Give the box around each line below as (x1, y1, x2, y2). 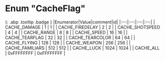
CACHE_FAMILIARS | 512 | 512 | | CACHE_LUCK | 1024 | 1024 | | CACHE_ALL (5, 45, 160, 51)
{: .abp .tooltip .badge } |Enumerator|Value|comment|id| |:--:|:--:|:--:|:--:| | (5, 19, 155, 25)
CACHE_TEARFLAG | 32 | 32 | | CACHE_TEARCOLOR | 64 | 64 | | (5, 35, 135, 41)
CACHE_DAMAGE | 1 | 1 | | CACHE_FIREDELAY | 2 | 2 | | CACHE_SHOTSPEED (5, 24, 161, 30)
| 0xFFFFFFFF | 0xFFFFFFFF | (5, 50, 66, 56)
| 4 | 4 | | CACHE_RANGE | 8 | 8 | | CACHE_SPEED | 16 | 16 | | (5, 29, 128, 35)
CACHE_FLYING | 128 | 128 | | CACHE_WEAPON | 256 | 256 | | (5, 40, 131, 45)
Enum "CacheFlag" (5, 3, 86, 14)
